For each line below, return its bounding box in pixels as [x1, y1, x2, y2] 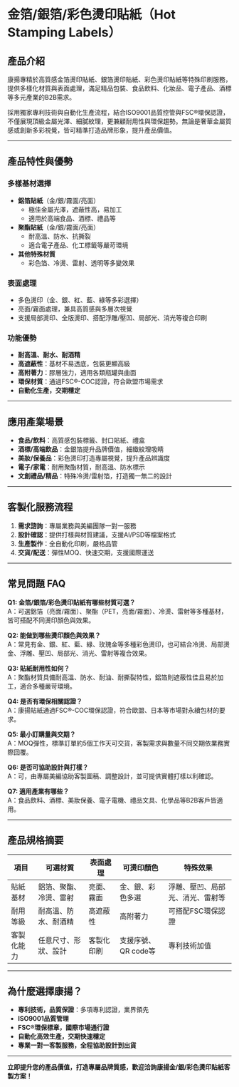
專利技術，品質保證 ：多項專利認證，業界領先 [17, 1006, 149, 1014]
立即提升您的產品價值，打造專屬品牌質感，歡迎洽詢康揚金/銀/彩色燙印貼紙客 [7, 1063, 230, 1071]
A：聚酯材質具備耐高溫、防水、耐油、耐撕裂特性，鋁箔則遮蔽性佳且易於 [7, 673, 218, 681]
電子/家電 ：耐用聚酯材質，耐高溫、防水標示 [17, 463, 146, 471]
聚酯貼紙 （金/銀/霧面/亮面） [17, 222, 100, 232]
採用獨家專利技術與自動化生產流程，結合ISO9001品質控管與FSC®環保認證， [7, 108, 230, 116]
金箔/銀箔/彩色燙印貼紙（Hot [7, 6, 176, 23]
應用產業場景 [7, 416, 64, 428]
